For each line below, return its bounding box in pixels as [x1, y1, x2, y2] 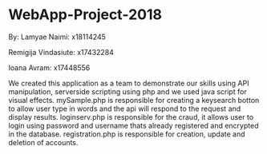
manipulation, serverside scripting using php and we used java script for [8, 86, 247, 97]
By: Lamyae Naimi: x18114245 [8, 32, 107, 41]
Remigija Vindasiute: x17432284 [8, 47, 115, 57]
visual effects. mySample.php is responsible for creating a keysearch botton [8, 95, 260, 105]
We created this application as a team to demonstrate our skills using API [8, 78, 249, 88]
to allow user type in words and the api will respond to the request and [8, 104, 241, 113]
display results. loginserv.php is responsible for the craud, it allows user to [8, 112, 254, 121]
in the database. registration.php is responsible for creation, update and [8, 129, 246, 139]
